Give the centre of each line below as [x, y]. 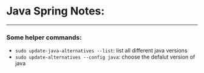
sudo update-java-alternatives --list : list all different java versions [101, 51]
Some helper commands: [44, 37]
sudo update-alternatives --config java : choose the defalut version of [105, 57]
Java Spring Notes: [56, 11]
